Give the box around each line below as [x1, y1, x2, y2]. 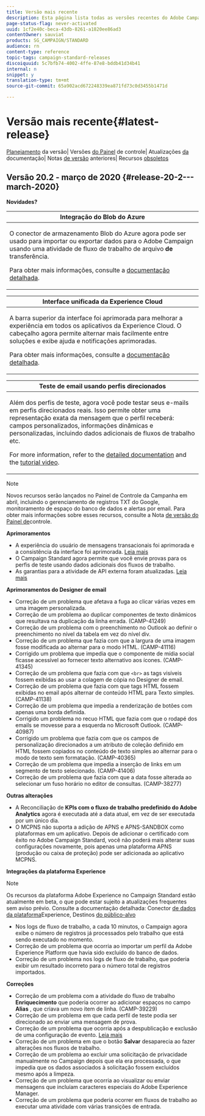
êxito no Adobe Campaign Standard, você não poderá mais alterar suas [15, 836, 195, 843]
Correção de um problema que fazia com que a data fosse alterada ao [15, 773, 192, 781]
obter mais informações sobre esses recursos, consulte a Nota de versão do [6, 511, 199, 518]
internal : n [6, 66, 37, 72]
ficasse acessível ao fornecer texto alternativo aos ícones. [15, 656, 162, 663]
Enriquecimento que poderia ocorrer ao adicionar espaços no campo [15, 998, 191, 1006]
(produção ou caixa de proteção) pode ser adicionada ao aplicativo [15, 849, 184, 856]
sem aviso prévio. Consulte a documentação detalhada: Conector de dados [6, 904, 196, 911]
